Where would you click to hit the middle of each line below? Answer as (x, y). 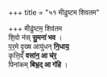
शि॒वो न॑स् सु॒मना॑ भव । (35, 37)
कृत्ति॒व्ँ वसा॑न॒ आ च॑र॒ (33, 55)
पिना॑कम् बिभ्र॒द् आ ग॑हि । (38, 65)
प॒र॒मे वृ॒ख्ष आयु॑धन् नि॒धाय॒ (39, 47)
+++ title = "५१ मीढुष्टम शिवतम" (54, 12)
